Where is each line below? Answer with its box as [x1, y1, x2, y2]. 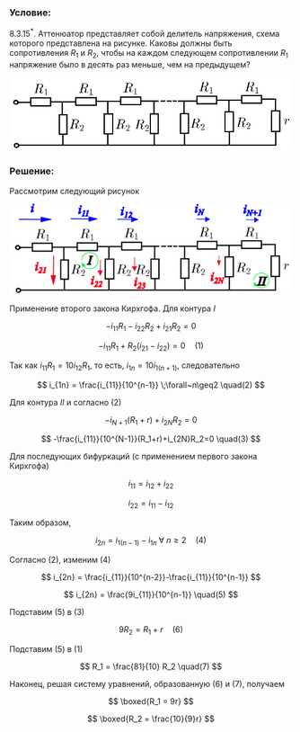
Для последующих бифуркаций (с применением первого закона [9, 451, 258, 462]
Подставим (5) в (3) [9, 606, 85, 617]
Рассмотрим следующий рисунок [9, 185, 140, 196]
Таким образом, [9, 517, 72, 528]
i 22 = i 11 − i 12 [128, 497, 174, 511]
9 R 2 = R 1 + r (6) [118, 623, 184, 637]
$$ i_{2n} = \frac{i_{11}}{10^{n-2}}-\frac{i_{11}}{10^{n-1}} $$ [40, 571, 261, 582]
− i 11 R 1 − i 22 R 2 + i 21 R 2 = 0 [105, 321, 197, 334]
